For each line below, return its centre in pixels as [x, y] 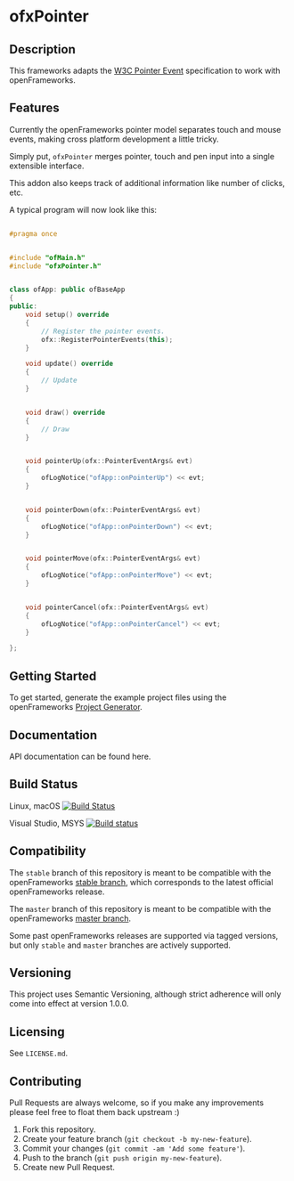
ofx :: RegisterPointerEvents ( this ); [107, 339]
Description [42, 49]
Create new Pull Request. [69, 1167]
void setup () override [67, 315]
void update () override [69, 364]
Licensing [37, 1032]
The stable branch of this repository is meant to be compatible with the [140, 872]
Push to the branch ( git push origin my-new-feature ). [122, 1158]
